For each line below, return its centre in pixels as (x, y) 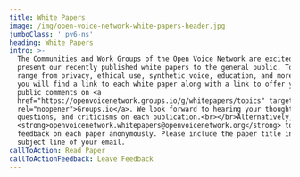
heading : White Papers (51, 42)
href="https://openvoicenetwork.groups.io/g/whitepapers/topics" (142, 101)
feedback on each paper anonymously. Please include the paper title (149, 134)
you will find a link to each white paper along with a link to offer (151, 84)
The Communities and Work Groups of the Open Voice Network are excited (155, 59)
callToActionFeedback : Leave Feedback (81, 159)
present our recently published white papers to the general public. (149, 68)
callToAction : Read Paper (57, 150)
